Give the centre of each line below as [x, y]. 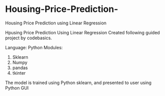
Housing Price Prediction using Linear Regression [56, 23]
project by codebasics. [29, 38]
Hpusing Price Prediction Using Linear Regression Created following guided [82, 32]
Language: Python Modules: [34, 47]
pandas [20, 68]
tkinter [19, 73]
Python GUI [17, 88]
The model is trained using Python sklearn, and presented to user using [78, 83]
